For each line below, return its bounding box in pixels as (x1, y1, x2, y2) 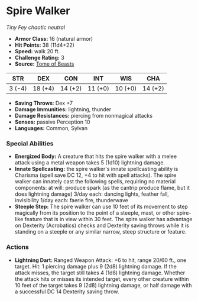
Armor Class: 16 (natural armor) (14, 35, 93, 42)
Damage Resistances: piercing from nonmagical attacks (14, 112, 152, 119)
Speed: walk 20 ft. (14, 47, 60, 54)
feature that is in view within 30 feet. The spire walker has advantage (24, 216, 193, 223)
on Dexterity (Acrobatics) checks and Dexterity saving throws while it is (14, 222, 189, 229)
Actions (6, 243, 30, 251)
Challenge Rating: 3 (14, 54, 65, 61)
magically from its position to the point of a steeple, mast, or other (14, 209, 176, 216)
